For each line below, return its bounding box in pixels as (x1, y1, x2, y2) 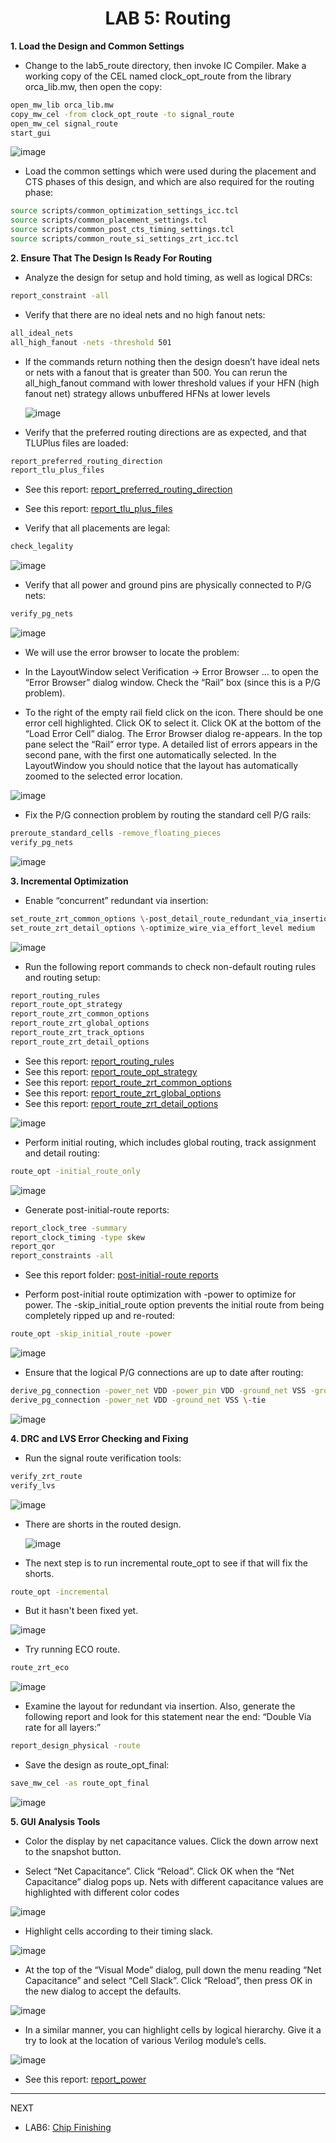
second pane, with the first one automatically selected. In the (24, 749, 277, 761)
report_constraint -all (10, 290, 110, 301)
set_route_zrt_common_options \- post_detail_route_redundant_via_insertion (10, 913, 333, 924)
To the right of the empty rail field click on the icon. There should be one (24, 707, 324, 719)
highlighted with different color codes (24, 1887, 180, 1899)
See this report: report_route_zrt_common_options (24, 1076, 232, 1088)
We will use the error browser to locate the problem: (24, 647, 240, 659)
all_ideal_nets (10, 328, 74, 338)
